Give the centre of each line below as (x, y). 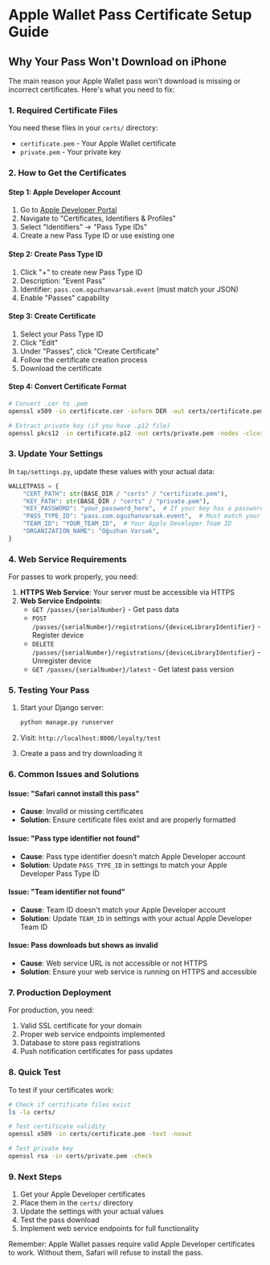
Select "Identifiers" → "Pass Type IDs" (83, 227)
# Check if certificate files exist (70, 1105)
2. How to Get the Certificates (67, 173)
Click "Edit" (39, 342)
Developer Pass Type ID (60, 873)
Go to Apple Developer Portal (68, 210)
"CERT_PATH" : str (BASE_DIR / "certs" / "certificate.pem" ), (125, 494)
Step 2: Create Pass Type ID (55, 254)
